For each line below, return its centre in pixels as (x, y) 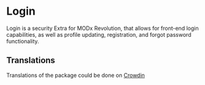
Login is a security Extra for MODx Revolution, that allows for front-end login (102, 28)
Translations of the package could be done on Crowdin (76, 75)
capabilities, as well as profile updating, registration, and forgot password (99, 34)
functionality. (23, 41)
